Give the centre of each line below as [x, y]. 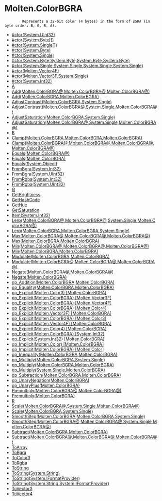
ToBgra [19, 452]
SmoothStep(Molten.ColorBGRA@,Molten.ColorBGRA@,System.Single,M [84, 421]
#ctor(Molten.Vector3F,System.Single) [50, 76]
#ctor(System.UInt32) [33, 34]
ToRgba [19, 463]
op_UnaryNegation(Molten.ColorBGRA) [50, 380]
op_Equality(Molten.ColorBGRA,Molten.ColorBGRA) [63, 287]
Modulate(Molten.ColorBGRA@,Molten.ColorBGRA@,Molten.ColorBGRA [83, 261]
